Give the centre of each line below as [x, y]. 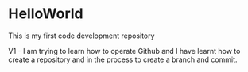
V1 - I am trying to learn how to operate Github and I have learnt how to [124, 51]
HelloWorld [46, 14]
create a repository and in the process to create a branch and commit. [123, 59]
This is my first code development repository [81, 36]
